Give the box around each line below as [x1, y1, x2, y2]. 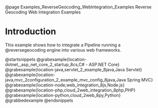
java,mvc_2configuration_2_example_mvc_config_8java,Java [5, 77, 126, 82]
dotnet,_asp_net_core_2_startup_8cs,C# [5, 61, 85, 67]
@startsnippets [5, 56, 35, 62]
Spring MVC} [127, 77, 153, 82]
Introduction [5, 26, 56, 37]
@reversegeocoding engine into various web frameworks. [5, 47, 122, 53]
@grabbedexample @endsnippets [5, 97, 73, 103]
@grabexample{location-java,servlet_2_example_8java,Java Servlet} [5, 67, 142, 72]
